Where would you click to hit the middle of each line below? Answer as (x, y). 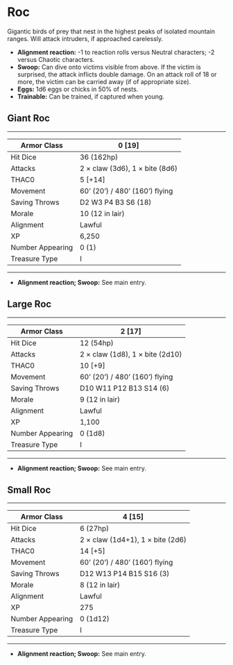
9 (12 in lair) (100, 399)
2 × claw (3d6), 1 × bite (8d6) (129, 168)
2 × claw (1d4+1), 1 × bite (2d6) (133, 540)
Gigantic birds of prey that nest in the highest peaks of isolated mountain (111, 31)
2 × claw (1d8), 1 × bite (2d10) (131, 354)
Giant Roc (29, 118)
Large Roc (29, 304)
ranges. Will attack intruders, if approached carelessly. (85, 38)
